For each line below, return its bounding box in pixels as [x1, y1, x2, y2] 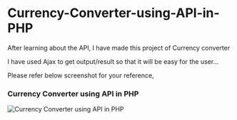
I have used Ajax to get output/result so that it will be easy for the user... [7, 57, 219, 65]
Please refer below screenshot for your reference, [7, 71, 155, 80]
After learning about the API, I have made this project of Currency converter [7, 43, 231, 52]
